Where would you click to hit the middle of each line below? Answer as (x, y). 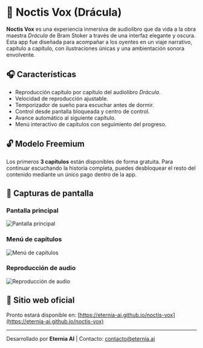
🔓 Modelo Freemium (45, 144)
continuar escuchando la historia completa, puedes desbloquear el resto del (101, 168)
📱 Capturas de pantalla (50, 193)
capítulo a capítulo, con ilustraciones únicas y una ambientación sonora (95, 48)
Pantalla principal (33, 210)
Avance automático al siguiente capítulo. (65, 118)
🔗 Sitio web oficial (40, 301)
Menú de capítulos (34, 239)
